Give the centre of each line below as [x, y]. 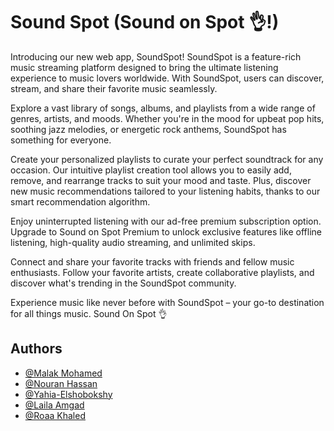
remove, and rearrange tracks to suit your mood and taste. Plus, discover [161, 180]
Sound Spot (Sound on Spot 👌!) [145, 22]
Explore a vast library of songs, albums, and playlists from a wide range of [163, 108]
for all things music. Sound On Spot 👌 [89, 313]
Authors [36, 349]
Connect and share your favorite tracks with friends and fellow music [152, 261]
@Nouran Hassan [61, 383]
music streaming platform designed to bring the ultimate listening [144, 67]
